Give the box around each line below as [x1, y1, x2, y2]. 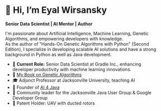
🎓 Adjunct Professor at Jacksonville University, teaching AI [12, 77, 135, 83]
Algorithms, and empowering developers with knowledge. [5, 36, 123, 42]
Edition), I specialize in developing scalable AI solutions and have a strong [5, 46, 157, 52]
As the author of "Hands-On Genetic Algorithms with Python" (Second [5, 41, 149, 47]
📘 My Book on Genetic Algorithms [12, 71, 82, 77]
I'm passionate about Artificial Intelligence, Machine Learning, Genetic [5, 30, 149, 36]
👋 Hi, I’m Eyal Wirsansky [5, 4, 107, 16]
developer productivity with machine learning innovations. [12, 66, 132, 72]
